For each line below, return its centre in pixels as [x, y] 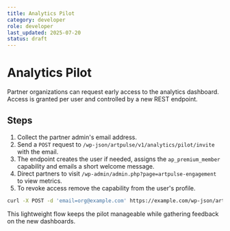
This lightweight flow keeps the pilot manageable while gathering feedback [113, 214]
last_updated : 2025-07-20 [44, 33]
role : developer [30, 26]
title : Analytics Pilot [41, 13]
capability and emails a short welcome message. [86, 166]
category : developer [37, 20]
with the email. [38, 151]
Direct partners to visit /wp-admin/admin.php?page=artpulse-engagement [117, 173]
